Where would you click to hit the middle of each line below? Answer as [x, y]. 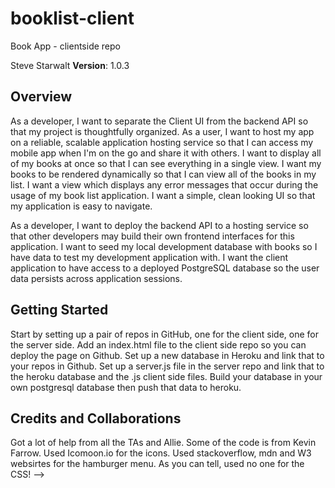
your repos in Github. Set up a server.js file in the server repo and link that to [167, 366]
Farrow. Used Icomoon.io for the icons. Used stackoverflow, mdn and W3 [161, 453]
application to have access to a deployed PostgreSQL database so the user [165, 268]
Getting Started [59, 310]
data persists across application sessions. [96, 278]
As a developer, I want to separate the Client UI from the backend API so [159, 121]
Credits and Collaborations [96, 418]
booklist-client [72, 18]
